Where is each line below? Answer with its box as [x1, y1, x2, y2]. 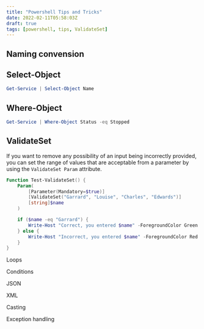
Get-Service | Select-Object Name [6, 86, 95, 92]
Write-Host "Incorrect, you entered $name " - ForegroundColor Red [28, 233, 199, 240]
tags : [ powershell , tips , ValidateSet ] [6, 26, 108, 32]
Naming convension [6, 48, 84, 59]
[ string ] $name [28, 200, 64, 206]
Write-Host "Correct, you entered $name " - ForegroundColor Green [28, 222, 199, 229]
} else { [17, 228, 40, 234]
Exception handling [6, 316, 55, 323]
